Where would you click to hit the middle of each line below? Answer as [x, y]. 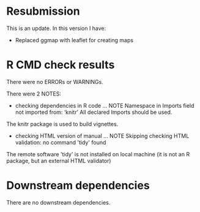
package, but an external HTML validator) [59, 161]
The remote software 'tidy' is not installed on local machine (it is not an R [98, 154]
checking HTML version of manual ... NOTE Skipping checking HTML [102, 135]
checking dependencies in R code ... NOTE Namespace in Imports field [105, 105]
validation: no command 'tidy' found [61, 142]
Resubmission [43, 11]
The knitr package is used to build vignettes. [62, 124]
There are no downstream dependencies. [58, 202]
